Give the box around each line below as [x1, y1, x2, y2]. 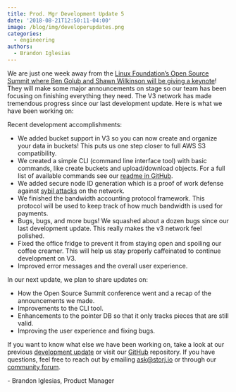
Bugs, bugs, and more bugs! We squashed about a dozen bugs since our [17, 216, 229, 225]
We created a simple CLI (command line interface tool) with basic [17, 156, 208, 165]
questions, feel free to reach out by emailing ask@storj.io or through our [7, 355, 217, 364]
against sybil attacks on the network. [17, 186, 125, 195]
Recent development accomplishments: [7, 120, 122, 129]
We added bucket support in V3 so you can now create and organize [17, 133, 218, 142]
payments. [17, 209, 49, 218]
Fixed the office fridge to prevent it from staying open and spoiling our [17, 239, 222, 247]
